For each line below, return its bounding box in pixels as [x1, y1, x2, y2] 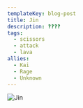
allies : [7, 55, 30, 62]
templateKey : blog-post [7, 10, 77, 17]
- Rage [13, 68, 33, 75]
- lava [13, 49, 33, 56]
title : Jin [7, 17, 39, 24]
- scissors [13, 36, 45, 43]
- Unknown [13, 74, 42, 82]
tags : [7, 29, 23, 37]
